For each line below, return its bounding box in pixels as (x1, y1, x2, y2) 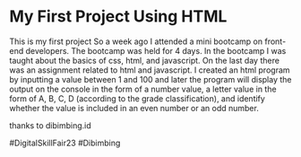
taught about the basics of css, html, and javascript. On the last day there (9, 55, 280, 65)
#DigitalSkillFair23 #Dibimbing (9, 137, 121, 148)
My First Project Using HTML (9, 6, 228, 27)
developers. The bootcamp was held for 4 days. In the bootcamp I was (25, 45, 287, 56)
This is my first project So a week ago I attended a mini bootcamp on (9, 36, 263, 47)
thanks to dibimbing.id (9, 119, 91, 131)
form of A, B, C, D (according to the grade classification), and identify (9, 92, 266, 104)
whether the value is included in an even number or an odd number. (9, 102, 260, 113)
